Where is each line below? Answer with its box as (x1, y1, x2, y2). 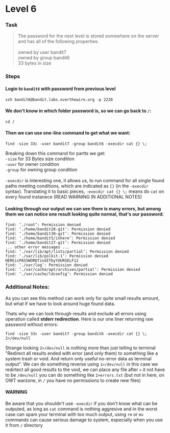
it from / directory (5, 422, 43, 428)
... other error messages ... (5, 245, 70, 250)
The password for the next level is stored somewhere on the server (17, 33, 159, 39)
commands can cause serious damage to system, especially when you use (5, 417, 163, 423)
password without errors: (5, 321, 59, 328)
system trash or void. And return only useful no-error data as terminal (5, 355, 152, 361)
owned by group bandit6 (17, 55, 70, 61)
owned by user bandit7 (17, 49, 66, 55)
